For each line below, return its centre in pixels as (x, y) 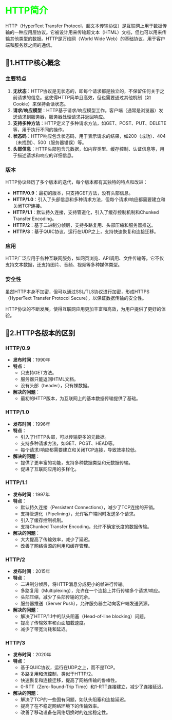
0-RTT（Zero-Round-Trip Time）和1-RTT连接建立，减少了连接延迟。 (93, 687)
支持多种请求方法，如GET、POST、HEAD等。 (69, 443)
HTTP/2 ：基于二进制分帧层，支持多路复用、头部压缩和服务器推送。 (84, 225)
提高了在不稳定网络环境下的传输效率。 (61, 706)
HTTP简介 (27, 11)
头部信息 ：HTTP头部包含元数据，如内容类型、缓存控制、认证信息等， (86, 149)
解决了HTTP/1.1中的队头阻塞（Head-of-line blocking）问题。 (84, 616)
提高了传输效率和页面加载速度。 (54, 623)
